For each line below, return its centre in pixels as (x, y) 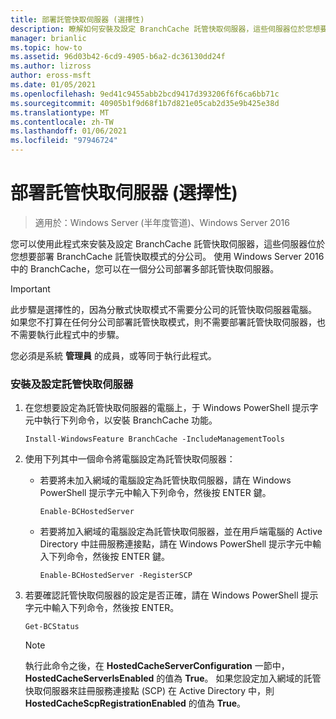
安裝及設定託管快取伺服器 (72, 384)
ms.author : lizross (51, 66)
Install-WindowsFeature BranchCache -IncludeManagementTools (155, 439)
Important (30, 288)
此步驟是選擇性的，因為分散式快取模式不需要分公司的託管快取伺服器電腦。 (163, 309)
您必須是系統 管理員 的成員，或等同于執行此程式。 (113, 355)
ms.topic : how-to (46, 47)
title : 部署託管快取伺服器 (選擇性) (77, 19)
